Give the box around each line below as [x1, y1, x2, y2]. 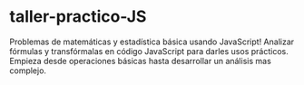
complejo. [9, 65, 47, 76]
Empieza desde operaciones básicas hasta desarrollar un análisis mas [9, 55, 272, 66]
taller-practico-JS [9, 6, 147, 27]
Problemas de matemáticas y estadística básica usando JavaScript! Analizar [9, 36, 295, 47]
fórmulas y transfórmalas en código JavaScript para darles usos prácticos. [9, 45, 289, 56]
